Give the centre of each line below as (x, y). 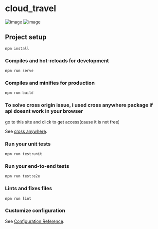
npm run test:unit (24, 154)
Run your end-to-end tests (37, 166)
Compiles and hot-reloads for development (57, 60)
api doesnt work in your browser (44, 111)
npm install (17, 48)
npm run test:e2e (23, 176)
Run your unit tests (28, 144)
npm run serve (19, 71)
